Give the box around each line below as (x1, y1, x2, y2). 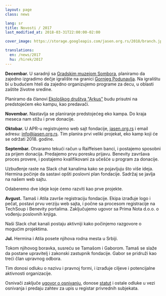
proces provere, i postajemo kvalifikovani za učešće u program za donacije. (5, 156, 159, 162)
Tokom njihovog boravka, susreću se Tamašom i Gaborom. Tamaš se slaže (5, 245, 157, 251)
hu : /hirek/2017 (9, 57, 43, 62)
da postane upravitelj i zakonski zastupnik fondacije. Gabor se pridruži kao (5, 250, 157, 256)
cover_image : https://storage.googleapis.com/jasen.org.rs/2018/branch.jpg (5, 39, 165, 44)
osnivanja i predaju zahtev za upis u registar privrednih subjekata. (5, 285, 139, 291)
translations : (5, 48, 35, 53)
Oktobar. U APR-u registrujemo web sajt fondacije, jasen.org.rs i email (5, 126, 148, 131)
